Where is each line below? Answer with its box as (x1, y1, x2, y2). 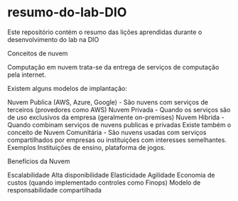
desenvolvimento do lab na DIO (7, 35, 99, 43)
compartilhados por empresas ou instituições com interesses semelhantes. (7, 136, 227, 144)
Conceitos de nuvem (7, 49, 68, 58)
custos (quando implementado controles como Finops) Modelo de (7, 178, 201, 187)
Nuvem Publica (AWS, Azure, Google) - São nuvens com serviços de (7, 97, 208, 107)
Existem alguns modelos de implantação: (7, 84, 128, 92)
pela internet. (7, 70, 46, 79)
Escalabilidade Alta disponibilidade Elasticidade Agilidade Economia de (7, 170, 215, 179)
